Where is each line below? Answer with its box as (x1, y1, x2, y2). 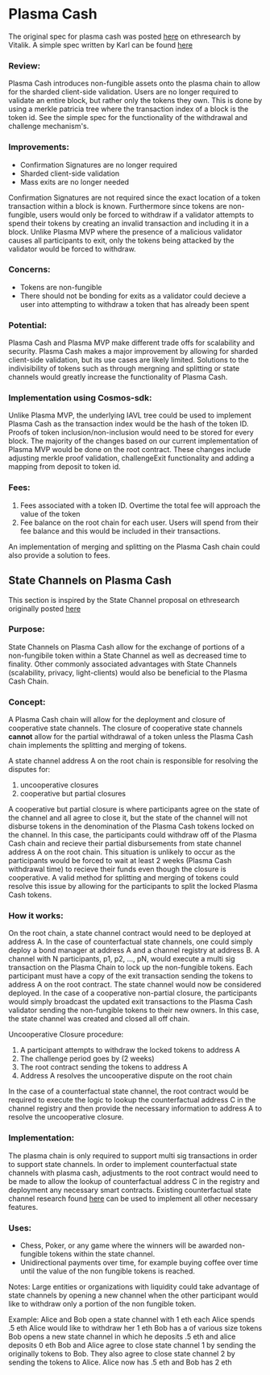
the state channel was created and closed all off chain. (8, 1014, 190, 1024)
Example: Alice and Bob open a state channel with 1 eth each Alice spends (8, 1315, 255, 1324)
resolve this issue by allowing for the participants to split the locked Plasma (8, 882, 258, 891)
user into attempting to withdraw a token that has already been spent (19, 299, 250, 309)
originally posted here (8, 604, 81, 613)
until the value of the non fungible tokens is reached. (19, 1266, 196, 1276)
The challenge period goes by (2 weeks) (19, 1053, 155, 1064)
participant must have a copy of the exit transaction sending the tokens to (8, 971, 254, 981)
